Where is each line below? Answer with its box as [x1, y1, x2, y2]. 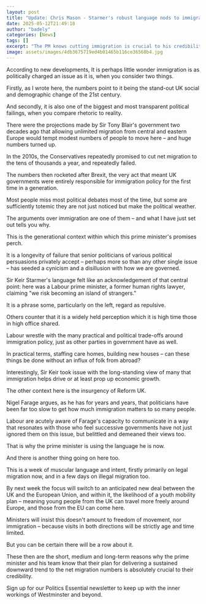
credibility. [6, 572, 33, 579]
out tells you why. [6, 221, 51, 228]
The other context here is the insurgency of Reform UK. [6, 386, 147, 394]
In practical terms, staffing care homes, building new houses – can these [6, 350, 190, 357]
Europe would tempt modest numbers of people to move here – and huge [6, 134, 192, 141]
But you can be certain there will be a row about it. [6, 541, 134, 548]
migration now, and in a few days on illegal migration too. [6, 473, 150, 480]
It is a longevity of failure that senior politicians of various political [6, 251, 172, 259]
